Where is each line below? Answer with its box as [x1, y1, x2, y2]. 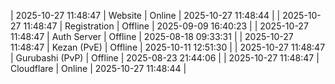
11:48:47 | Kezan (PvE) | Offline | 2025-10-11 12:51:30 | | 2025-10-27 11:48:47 [10, 41, 326, 53]
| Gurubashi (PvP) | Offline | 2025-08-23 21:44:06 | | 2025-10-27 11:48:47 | [10, 52, 320, 64]
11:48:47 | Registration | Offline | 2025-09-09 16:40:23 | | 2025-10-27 [23, 20, 309, 32]
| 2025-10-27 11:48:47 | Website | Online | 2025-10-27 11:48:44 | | [10, 10, 281, 21]
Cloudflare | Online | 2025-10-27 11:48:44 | [10, 63, 187, 74]
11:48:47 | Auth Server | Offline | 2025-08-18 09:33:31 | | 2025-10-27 [10, 31, 294, 42]
